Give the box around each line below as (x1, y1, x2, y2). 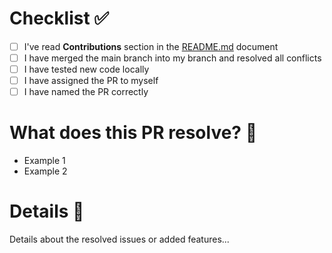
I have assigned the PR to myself (23, 75, 159, 87)
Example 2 (23, 165, 68, 177)
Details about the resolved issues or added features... (9, 233, 230, 246)
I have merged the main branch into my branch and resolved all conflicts (23, 52, 322, 64)
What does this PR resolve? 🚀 (9, 122, 258, 144)
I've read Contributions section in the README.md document (23, 40, 279, 52)
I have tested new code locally (23, 63, 150, 76)
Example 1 (23, 155, 66, 167)
